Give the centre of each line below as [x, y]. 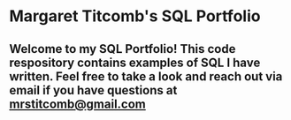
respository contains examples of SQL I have [135, 62]
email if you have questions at [93, 90]
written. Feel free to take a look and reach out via [146, 76]
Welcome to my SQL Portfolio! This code [123, 49]
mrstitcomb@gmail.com [77, 104]
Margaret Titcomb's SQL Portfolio [135, 16]
